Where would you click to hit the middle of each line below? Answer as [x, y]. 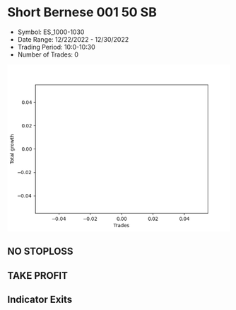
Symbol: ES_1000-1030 [51, 32]
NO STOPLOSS [40, 252]
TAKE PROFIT [38, 276]
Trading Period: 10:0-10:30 [56, 47]
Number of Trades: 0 [48, 54]
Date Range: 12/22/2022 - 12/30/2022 [73, 39]
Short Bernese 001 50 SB [82, 12]
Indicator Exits [40, 300]
